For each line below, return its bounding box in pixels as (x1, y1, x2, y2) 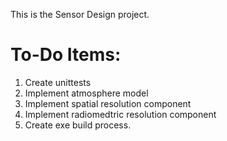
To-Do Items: (10, 44, 122, 66)
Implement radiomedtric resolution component (24, 108, 217, 120)
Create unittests (24, 76, 92, 88)
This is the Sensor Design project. (10, 9, 150, 20)
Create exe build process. (24, 119, 132, 131)
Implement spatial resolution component (24, 97, 192, 109)
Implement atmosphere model (24, 87, 149, 99)
